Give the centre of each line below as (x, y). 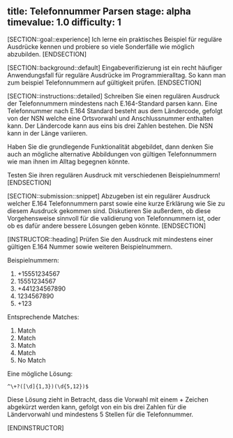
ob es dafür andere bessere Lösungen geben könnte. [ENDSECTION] (107, 226)
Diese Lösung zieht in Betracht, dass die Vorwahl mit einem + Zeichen (108, 399)
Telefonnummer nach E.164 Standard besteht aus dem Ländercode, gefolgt (115, 110)
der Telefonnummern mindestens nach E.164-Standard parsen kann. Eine (112, 103)
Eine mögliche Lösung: (40, 374)
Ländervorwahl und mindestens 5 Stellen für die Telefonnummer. (100, 414)
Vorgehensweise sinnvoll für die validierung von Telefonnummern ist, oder (114, 218)
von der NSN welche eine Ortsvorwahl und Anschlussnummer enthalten (111, 118)
